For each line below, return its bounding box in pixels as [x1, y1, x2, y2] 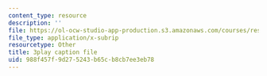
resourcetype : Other [8, 41, 77, 49]
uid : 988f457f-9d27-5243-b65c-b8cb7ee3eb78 [8, 56, 155, 64]
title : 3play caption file [8, 48, 98, 56]
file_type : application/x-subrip [8, 33, 119, 42]
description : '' [8, 19, 62, 27]
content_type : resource [8, 11, 87, 20]
